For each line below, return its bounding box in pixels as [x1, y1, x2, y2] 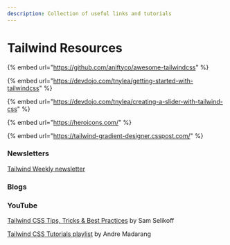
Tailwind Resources [7, 40, 123, 56]
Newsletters [7, 149, 50, 158]
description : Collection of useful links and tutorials [7, 10, 172, 17]
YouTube [7, 201, 38, 210]
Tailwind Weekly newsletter [7, 164, 85, 173]
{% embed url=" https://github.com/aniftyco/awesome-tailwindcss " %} [7, 63, 209, 71]
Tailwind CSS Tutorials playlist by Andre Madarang [7, 230, 151, 238]
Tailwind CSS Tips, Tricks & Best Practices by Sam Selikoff [7, 217, 175, 225]
